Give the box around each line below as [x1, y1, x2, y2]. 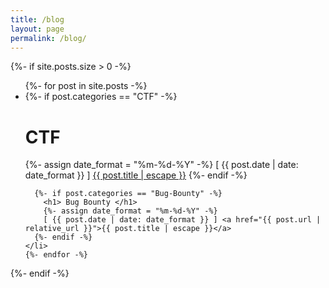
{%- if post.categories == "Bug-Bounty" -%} [34, 189, 223, 199]
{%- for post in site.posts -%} [24, 80, 148, 92]
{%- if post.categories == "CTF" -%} [24, 91, 178, 103]
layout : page [10, 24, 65, 34]
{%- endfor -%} [24, 250, 89, 260]
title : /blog [10, 14, 65, 25]
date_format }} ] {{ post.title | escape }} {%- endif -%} [24, 169, 248, 181]
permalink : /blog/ [10, 33, 87, 43]
